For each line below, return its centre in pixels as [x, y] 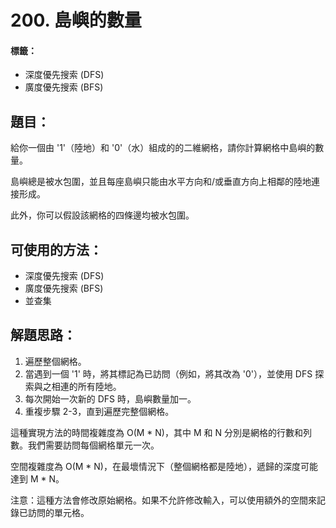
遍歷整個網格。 [55, 361]
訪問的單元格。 [58, 512]
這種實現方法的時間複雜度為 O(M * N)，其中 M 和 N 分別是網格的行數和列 [161, 432]
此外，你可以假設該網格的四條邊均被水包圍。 [102, 215]
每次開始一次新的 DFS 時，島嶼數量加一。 [110, 398]
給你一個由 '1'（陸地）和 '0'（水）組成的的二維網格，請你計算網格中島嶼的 [163, 148]
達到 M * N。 [37, 478]
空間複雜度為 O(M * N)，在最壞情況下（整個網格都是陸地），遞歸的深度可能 [164, 466]
